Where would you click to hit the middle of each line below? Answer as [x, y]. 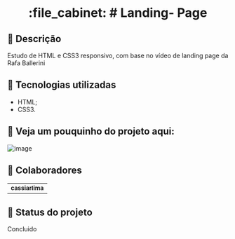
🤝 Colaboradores [45, 171]
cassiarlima [27, 188]
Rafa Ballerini [26, 63]
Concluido [22, 229]
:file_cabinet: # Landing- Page [118, 13]
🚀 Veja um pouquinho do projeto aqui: [91, 131]
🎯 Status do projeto [50, 212]
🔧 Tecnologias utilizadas [62, 85]
